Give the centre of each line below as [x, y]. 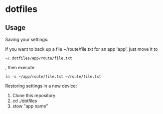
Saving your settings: [27, 39]
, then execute [20, 67]
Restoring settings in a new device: [41, 86]
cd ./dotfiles [25, 101]
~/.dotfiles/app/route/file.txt [39, 58]
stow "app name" [30, 106]
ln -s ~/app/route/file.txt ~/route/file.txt [53, 77]
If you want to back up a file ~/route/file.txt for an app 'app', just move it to [81, 49]
